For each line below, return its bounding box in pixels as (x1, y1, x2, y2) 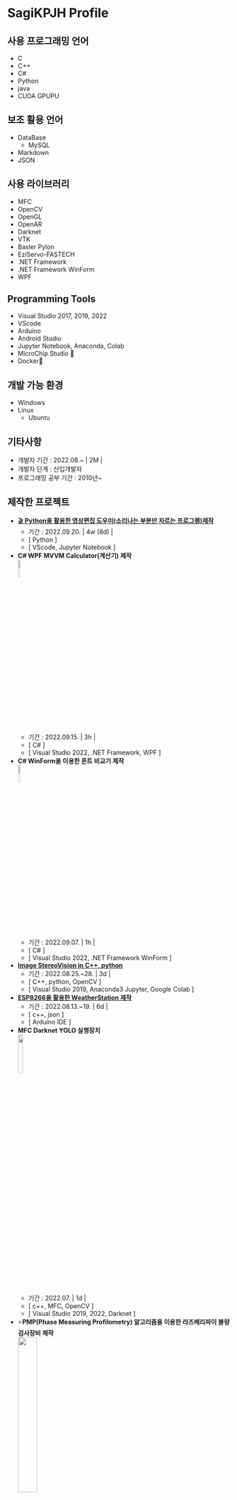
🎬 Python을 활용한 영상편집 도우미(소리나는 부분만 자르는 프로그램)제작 (17, 516, 214, 525)
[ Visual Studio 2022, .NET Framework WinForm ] (28, 954, 172, 962)
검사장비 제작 (17, 1329, 54, 1337)
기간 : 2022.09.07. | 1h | (28, 938, 96, 946)
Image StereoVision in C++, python (17, 961, 123, 969)
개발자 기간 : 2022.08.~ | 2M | (17, 456, 103, 464)
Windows (17, 399, 45, 407)
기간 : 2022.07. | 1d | (28, 1293, 86, 1302)
